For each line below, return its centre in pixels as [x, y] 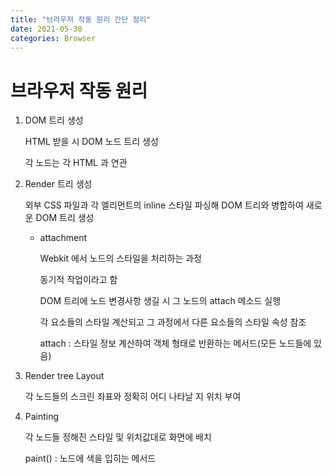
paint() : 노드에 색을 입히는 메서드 [90, 458]
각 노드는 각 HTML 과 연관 [76, 163]
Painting [42, 417]
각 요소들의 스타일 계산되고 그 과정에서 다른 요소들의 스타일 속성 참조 [173, 322]
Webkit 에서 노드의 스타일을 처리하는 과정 [120, 258]
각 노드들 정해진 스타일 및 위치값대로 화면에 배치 [118, 437]
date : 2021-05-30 [46, 29]
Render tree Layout [64, 376]
